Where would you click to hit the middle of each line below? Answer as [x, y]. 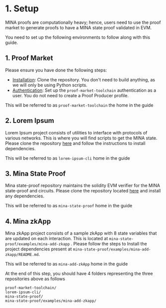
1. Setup [22, 9]
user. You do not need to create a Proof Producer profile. [71, 95]
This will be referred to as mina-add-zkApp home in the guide [67, 264]
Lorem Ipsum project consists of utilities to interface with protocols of [76, 132]
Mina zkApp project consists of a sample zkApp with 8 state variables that [81, 233]
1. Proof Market [29, 58]
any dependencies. [25, 196]
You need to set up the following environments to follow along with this [78, 37]
